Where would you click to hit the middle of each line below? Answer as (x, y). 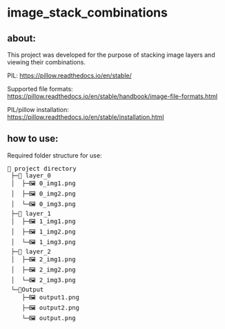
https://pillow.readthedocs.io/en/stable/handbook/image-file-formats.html (112, 96)
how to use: (33, 139)
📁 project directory (42, 168)
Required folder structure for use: (55, 155)
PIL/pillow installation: (38, 110)
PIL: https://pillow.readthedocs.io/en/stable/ (70, 75)
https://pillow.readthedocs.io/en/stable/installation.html (86, 117)
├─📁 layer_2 (31, 251)
